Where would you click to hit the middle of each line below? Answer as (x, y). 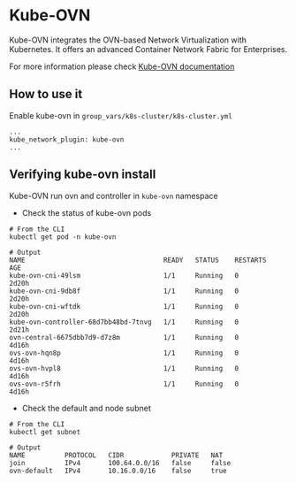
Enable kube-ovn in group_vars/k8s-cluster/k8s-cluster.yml (121, 115)
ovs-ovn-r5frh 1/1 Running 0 (124, 384)
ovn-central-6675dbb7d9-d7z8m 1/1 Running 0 (124, 337)
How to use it (46, 94)
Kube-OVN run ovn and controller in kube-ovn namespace (114, 195)
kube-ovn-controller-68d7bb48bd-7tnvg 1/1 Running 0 (124, 322)
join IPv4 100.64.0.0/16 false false (120, 463)
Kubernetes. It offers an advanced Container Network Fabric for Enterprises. (148, 49)
